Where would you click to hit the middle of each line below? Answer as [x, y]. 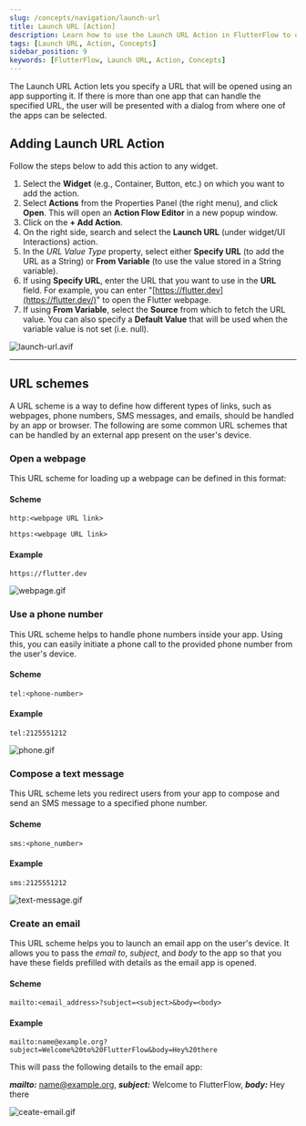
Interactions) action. [60, 242]
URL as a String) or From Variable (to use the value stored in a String [152, 261]
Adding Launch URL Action [87, 144]
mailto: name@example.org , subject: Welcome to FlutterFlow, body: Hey [147, 1085]
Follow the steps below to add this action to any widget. [114, 166]
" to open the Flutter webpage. [153, 300]
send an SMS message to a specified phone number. [108, 803]
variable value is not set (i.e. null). [86, 328]
